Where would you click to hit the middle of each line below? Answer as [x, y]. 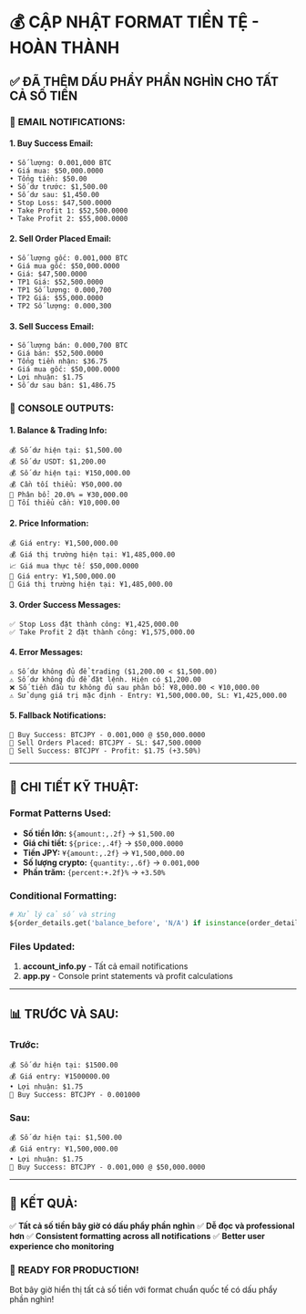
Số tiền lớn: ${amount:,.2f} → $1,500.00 [98, 833]
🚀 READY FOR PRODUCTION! [74, 1269]
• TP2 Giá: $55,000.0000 [56, 297]
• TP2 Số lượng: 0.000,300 [61, 306]
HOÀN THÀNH [65, 48]
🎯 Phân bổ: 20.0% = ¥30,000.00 [69, 495]
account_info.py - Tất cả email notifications [105, 966]
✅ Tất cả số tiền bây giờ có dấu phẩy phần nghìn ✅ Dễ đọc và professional [152, 1225]
